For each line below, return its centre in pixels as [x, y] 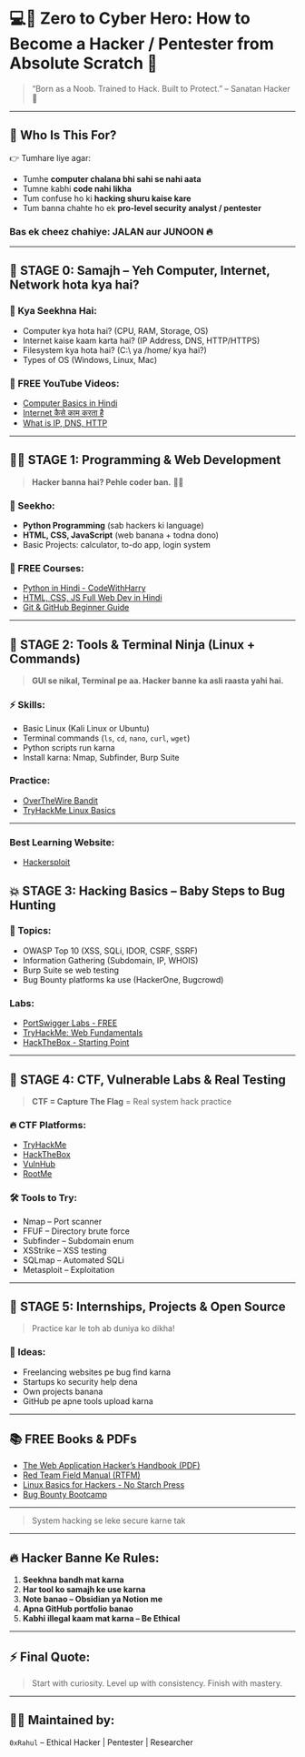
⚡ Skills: [27, 705]
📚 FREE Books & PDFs [74, 1439]
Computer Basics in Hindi [70, 403]
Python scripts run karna [69, 747]
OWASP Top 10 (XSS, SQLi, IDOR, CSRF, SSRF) [110, 950]
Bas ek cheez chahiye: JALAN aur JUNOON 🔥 [111, 231]
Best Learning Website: [62, 842]
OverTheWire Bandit [60, 800]
